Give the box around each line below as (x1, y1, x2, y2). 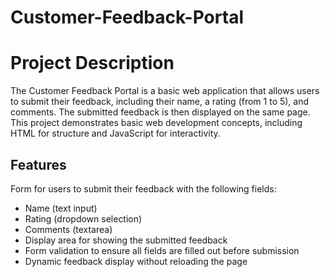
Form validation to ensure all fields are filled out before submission (24, 244, 300, 256)
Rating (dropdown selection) (24, 212, 143, 225)
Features (10, 156, 67, 173)
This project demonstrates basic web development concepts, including (10, 117, 303, 129)
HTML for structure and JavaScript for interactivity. (10, 127, 221, 140)
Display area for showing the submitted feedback (24, 234, 228, 246)
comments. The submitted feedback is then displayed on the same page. (10, 106, 311, 118)
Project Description (10, 52, 175, 75)
